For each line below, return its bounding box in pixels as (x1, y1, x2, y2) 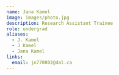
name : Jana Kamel (6, 8, 51, 15)
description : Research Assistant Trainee (6, 20, 114, 26)
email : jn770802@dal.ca (12, 59, 72, 65)
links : (6, 54, 23, 60)
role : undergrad (6, 25, 48, 32)
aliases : (6, 31, 29, 37)
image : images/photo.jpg (6, 15, 70, 21)
